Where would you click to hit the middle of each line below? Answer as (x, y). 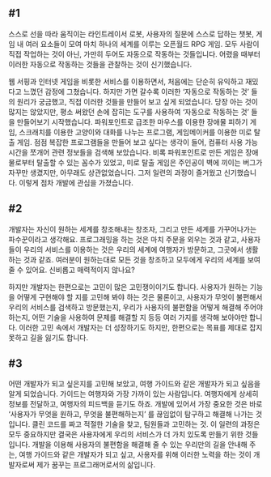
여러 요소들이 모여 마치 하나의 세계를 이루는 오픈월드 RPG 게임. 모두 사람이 (142, 44)
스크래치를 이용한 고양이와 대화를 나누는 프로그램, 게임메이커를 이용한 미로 (135, 132)
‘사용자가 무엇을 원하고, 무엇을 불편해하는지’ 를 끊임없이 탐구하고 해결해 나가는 (131, 414)
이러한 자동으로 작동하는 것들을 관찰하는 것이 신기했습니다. (100, 64)
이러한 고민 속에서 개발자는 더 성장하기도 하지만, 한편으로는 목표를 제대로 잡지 (141, 327)
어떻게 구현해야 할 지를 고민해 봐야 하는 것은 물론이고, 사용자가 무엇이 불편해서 (140, 297)
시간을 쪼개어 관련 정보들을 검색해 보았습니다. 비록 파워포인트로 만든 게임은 (126, 152)
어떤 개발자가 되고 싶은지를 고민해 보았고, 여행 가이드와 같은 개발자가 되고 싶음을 (135, 384)
